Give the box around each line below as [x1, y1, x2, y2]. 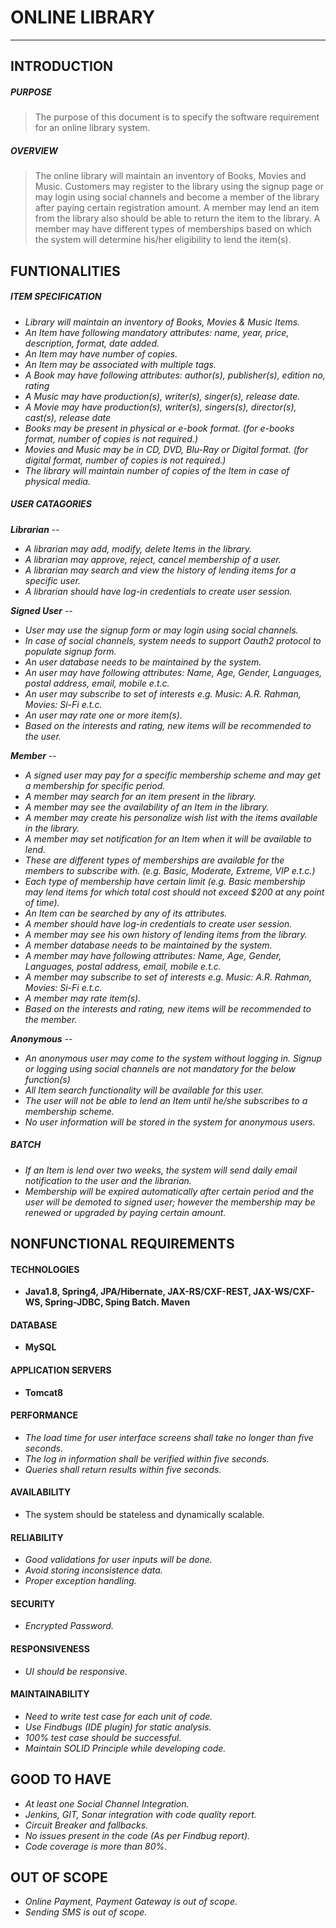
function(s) [24, 1073, 71, 1085]
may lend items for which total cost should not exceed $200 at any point [24, 886, 325, 898]
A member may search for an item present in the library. [24, 790, 257, 802]
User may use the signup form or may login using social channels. [24, 624, 299, 636]
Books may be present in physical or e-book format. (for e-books [24, 422, 295, 434]
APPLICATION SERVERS [10, 1364, 112, 1376]
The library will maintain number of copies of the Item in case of [24, 464, 290, 476]
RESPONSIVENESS [10, 1642, 90, 1655]
